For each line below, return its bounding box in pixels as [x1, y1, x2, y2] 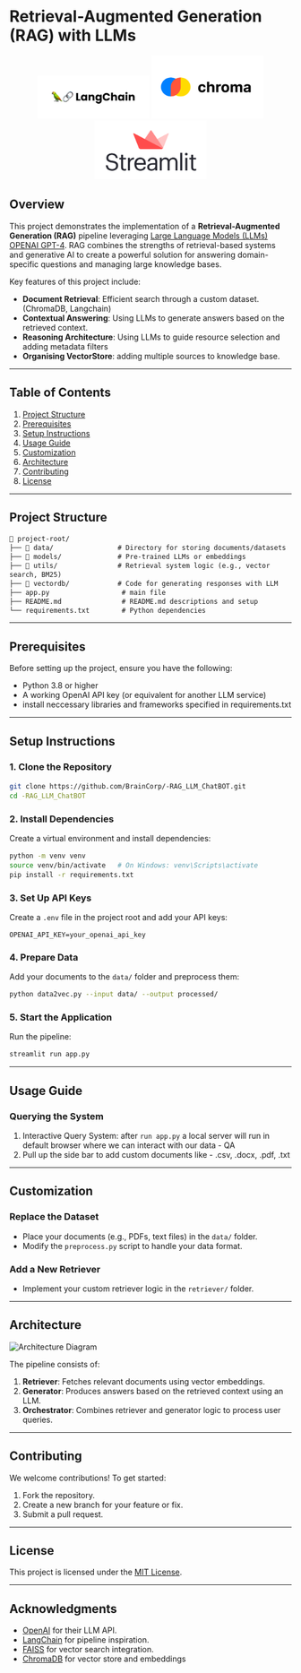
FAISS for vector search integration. [21, 1644, 154, 1655]
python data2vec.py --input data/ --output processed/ [9, 990, 219, 999]
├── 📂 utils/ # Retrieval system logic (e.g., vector [9, 562, 271, 571]
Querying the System [9, 1109, 105, 1122]
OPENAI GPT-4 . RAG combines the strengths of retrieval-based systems [9, 239, 276, 250]
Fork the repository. [21, 1489, 96, 1500]
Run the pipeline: [9, 1031, 72, 1042]
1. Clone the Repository [9, 760, 112, 772]
